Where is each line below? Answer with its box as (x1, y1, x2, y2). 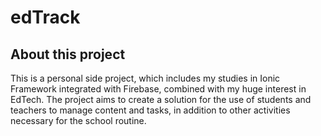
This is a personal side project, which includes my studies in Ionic (10, 72, 281, 84)
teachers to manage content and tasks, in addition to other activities (10, 104, 291, 116)
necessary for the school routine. (10, 115, 147, 126)
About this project (10, 46, 126, 63)
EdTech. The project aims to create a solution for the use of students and (10, 94, 312, 105)
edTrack (10, 6, 81, 29)
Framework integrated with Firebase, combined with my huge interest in (10, 83, 307, 95)
